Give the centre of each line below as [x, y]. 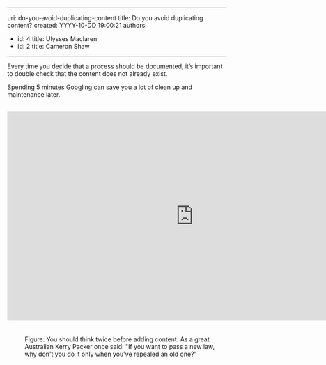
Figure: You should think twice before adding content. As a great [117, 339]
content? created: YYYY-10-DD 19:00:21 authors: [77, 25]
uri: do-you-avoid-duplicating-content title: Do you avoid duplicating [105, 18]
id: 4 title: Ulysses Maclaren [57, 39]
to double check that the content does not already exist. [87, 73]
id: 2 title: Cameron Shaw [54, 46]
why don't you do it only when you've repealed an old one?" [111, 354]
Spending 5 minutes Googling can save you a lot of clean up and [100, 87]
